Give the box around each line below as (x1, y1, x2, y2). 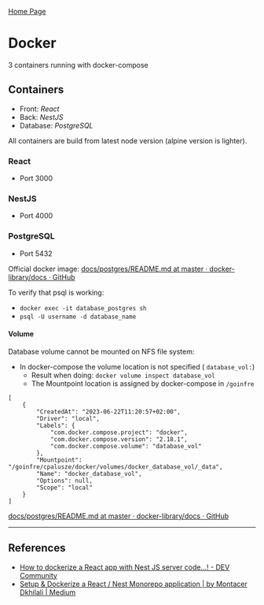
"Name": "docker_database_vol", (36, 470, 143, 477)
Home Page (8, 7, 46, 16)
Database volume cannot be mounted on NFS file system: (8, 347, 195, 356)
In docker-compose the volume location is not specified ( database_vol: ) (19, 362, 255, 371)
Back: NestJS (19, 112, 64, 121)
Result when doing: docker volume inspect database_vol (31, 370, 216, 380)
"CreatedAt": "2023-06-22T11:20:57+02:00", (36, 407, 181, 416)
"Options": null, (36, 477, 93, 484)
